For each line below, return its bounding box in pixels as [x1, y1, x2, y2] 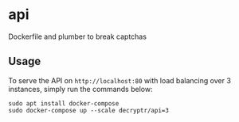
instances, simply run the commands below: [8, 84, 153, 93]
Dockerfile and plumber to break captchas [8, 32, 147, 41]
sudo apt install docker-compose [8, 99, 119, 108]
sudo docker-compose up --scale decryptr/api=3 [8, 106, 170, 114]
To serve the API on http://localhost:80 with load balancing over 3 [8, 75, 231, 85]
